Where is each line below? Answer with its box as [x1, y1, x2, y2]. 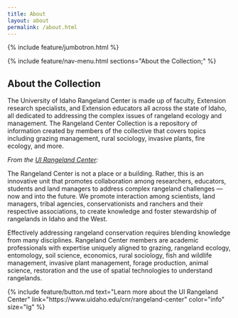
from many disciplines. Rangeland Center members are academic [7, 236, 199, 245]
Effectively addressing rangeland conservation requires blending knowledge [7, 228, 231, 237]
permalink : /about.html [7, 23, 78, 31]
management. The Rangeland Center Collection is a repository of [7, 119, 198, 128]
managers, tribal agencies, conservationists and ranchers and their [7, 200, 204, 208]
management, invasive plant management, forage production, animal [7, 259, 209, 267]
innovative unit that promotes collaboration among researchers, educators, [7, 177, 227, 186]
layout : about [7, 17, 50, 24]
